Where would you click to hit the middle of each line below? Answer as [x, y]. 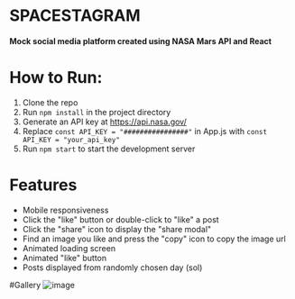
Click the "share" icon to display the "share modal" [117, 229]
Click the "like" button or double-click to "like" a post [120, 219]
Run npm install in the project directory [97, 112]
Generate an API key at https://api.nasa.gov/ [104, 122]
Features [43, 185]
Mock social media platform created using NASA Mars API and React [141, 41]
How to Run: [56, 77]
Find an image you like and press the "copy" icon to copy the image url [154, 239]
